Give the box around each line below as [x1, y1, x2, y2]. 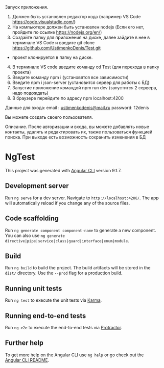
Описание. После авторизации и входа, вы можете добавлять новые [5, 124, 149, 130]
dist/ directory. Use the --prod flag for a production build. [5, 270, 122, 276]
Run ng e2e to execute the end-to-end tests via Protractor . [5, 325, 122, 330]
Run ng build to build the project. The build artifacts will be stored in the [5, 265, 151, 271]
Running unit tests [5, 284, 62, 292]
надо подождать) [12, 90, 49, 96]
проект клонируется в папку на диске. [12, 54, 93, 60]
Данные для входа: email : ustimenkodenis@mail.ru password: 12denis [5, 105, 149, 110]
